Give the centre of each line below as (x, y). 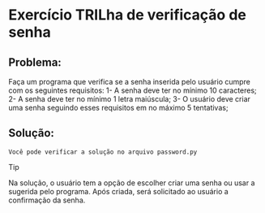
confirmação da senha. (47, 200)
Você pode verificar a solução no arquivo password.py (103, 152)
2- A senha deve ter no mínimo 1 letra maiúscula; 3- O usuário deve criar (130, 99)
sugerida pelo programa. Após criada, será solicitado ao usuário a (118, 191)
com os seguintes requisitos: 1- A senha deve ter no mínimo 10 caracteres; (132, 90)
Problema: (35, 62)
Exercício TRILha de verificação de (128, 15)
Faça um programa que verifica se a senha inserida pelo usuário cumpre (130, 82)
